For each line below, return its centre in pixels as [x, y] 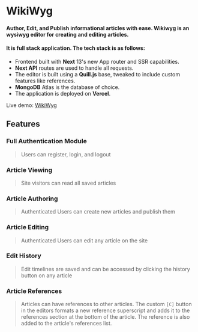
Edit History [24, 256]
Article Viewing [29, 170]
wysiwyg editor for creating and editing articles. [67, 34]
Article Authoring [32, 198]
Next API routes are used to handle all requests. [74, 68]
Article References [34, 291]
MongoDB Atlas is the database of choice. [67, 87]
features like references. [45, 81]
